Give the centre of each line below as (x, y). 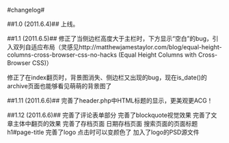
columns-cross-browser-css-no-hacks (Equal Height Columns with (102, 55)
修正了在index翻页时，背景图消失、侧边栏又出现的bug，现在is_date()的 (107, 77)
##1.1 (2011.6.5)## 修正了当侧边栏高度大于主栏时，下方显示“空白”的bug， (110, 38)
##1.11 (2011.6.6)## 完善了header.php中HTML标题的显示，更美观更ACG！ (110, 101)
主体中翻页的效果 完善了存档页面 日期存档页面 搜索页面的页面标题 (105, 123)
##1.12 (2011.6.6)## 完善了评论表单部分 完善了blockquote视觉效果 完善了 (109, 115)
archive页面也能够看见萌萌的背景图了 (59, 86)
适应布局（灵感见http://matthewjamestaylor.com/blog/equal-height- (126, 47)
